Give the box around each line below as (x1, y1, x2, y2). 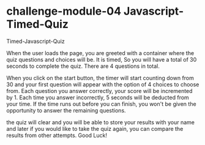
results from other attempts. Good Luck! (6, 132, 108, 139)
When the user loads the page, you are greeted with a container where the (6, 49, 195, 56)
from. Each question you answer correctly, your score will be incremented (6, 87, 193, 94)
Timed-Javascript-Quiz (6, 37, 65, 45)
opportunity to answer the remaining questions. (6, 106, 127, 114)
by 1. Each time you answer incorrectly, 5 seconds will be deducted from (6, 94, 190, 101)
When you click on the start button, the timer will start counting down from (6, 74, 195, 81)
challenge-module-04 (6, 4, 121, 18)
